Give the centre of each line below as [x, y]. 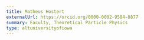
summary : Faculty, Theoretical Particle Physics [67, 22]
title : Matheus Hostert [35, 11]
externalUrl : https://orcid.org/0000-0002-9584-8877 [72, 17]
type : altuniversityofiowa [39, 28]
